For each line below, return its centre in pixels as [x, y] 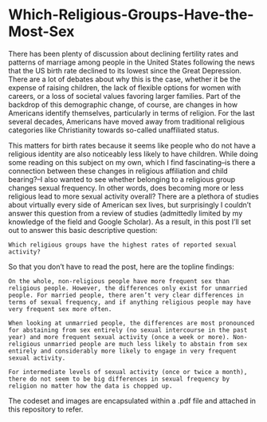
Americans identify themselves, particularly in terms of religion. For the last [132, 112]
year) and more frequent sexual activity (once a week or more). [119, 337]
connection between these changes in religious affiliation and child [118, 171]
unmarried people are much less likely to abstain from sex [145, 344]
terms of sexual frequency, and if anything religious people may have [130, 302]
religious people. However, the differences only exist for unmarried [128, 288]
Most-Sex [41, 32]
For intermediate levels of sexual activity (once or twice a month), [128, 372]
